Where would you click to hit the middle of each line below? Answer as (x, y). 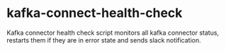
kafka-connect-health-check (95, 13)
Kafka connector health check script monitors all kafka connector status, (113, 33)
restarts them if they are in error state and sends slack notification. (104, 40)
